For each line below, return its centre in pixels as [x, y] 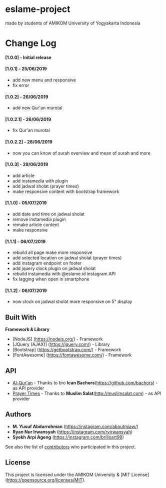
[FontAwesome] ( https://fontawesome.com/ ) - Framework [72, 355]
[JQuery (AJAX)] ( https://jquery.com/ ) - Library [61, 344]
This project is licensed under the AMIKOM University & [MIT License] [77, 474]
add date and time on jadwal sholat [48, 214]
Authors [18, 414]
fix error [21, 85]
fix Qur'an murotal [31, 130]
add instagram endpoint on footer [47, 263]
